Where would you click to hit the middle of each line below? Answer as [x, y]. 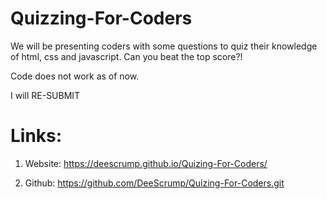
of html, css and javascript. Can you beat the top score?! [126, 56]
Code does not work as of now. [75, 76]
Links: [36, 136]
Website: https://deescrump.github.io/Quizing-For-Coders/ [146, 163]
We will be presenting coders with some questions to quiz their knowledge [164, 46]
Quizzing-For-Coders [101, 18]
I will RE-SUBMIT [45, 95]
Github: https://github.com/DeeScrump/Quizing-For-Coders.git [154, 183]
